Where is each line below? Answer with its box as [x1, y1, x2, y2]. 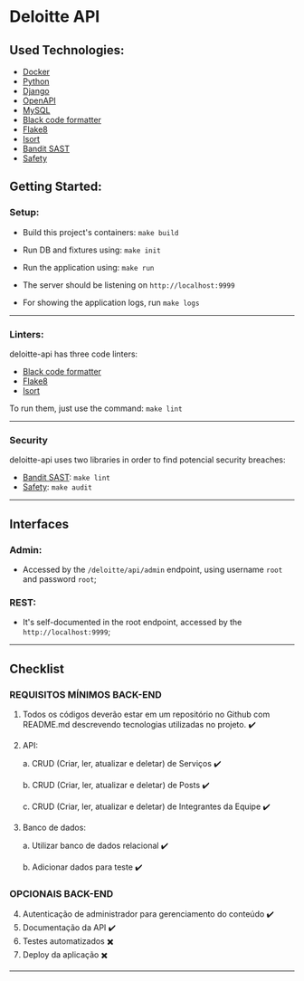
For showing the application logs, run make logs [22, 297, 200, 308]
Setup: [9, 206, 40, 219]
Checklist [9, 661, 65, 676]
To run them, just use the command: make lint [9, 403, 183, 414]
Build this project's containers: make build [22, 226, 179, 237]
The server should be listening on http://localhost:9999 [22, 279, 235, 290]
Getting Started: [9, 179, 102, 195]
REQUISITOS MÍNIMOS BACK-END [9, 688, 163, 700]
